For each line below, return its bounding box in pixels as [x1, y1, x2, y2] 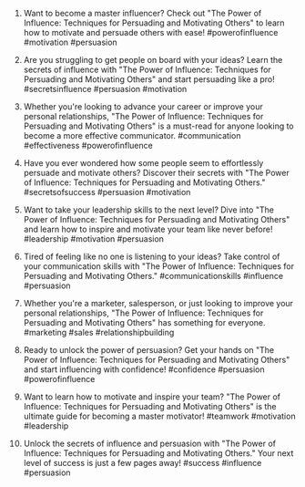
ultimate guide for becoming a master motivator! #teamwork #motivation [23, 410, 296, 421]
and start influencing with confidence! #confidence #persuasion [23, 364, 265, 375]
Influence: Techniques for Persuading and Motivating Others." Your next [23, 448, 294, 459]
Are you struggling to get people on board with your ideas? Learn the [23, 55, 283, 65]
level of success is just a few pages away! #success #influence [23, 458, 262, 468]
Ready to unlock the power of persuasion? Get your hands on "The [23, 345, 275, 355]
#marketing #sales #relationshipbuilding [23, 327, 175, 337]
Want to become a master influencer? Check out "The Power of [23, 8, 262, 18]
